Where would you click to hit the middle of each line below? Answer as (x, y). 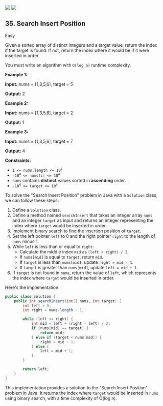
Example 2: (17, 103)
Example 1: (16, 74)
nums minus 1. (25, 241)
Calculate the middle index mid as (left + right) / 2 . (74, 251)
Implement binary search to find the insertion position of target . (77, 231)
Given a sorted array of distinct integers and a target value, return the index (81, 45)
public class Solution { (30, 296)
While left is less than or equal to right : (53, 247)
